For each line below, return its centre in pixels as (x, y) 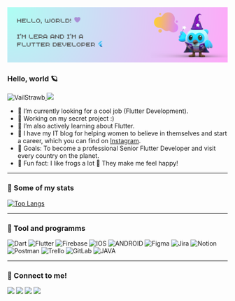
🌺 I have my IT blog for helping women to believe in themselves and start (122, 133)
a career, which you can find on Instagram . (79, 141)
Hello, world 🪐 (33, 79)
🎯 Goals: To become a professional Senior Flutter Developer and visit (116, 148)
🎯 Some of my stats (41, 188)
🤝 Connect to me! (37, 275)
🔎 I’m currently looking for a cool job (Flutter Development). (103, 111)
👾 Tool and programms (47, 228)
